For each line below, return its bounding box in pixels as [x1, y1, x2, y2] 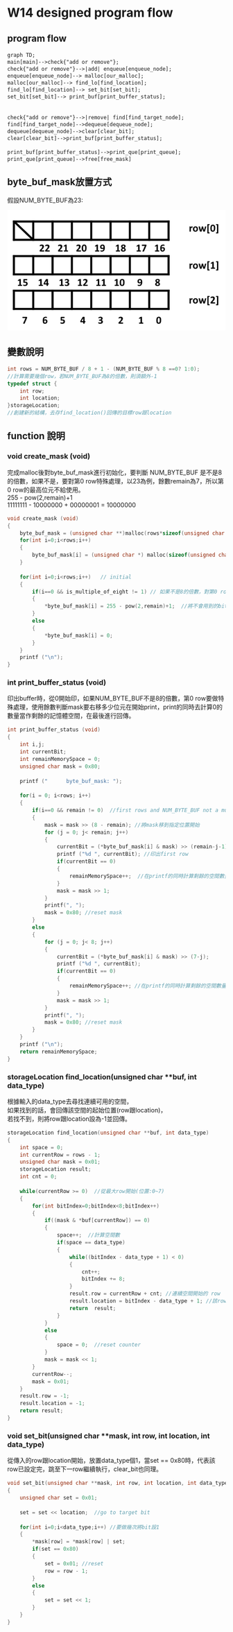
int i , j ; [19, 741, 45, 748]
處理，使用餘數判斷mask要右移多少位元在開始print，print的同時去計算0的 [12, 703, 223, 712]
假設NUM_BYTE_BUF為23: [7, 196, 83, 204]
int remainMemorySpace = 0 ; [19, 755, 101, 762]
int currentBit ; [19, 748, 67, 755]
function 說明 [7, 430, 66, 442]
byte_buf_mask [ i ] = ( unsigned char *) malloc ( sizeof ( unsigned [32, 551, 216, 559]
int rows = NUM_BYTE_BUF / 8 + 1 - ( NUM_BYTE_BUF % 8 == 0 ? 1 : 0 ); [7, 366, 200, 372]
